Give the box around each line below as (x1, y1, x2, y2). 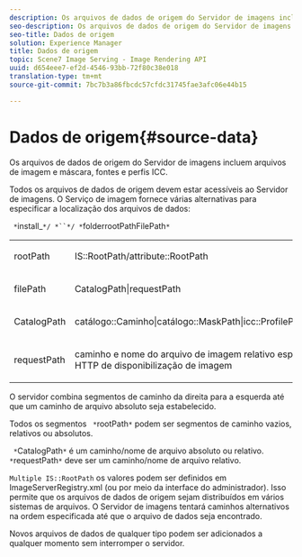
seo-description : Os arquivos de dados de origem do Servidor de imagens (9, 22, 292, 31)
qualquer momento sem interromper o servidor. (9, 537, 185, 548)
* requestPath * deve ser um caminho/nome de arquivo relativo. (9, 454, 242, 465)
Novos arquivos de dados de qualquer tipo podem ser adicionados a (9, 528, 263, 539)
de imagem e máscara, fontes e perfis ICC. (9, 166, 168, 177)
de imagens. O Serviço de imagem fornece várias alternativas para (9, 193, 257, 204)
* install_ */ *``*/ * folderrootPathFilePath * (13, 220, 171, 231)
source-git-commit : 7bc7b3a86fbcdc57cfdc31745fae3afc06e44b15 (9, 80, 247, 89)
